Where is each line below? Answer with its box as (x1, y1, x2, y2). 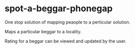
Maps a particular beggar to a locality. (4, 28, 82, 34)
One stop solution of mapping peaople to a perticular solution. (4, 19, 131, 25)
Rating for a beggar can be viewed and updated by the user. (4, 38, 127, 44)
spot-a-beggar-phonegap (4, 3, 113, 14)
